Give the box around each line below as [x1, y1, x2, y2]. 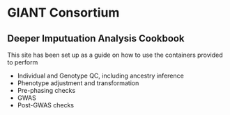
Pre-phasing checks [17, 87, 76, 94]
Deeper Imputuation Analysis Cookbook [7, 33, 185, 44]
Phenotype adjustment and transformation [17, 79, 139, 87]
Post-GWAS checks [17, 101, 75, 109]
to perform [7, 58, 38, 67]
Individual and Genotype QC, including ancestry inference [17, 71, 185, 80]
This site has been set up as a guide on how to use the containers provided [7, 51, 223, 59]
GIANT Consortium [7, 5, 120, 21]
